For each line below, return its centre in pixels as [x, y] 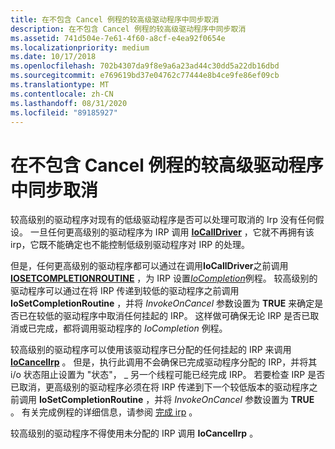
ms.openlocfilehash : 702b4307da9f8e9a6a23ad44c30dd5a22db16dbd [145, 66]
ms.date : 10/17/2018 [53, 57]
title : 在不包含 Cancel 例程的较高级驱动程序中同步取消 [115, 19]
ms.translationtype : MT [60, 85]
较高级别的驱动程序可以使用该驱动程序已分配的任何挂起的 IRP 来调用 [151, 350]
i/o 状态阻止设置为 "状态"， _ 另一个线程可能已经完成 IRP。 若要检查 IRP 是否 [168, 375]
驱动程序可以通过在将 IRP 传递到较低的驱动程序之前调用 [125, 291]
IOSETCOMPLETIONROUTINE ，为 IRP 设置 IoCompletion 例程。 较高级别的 [164, 278]
